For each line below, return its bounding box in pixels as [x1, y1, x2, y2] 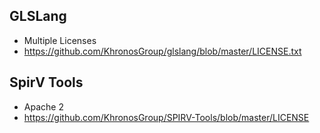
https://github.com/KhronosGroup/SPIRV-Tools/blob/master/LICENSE [23, 111, 310, 123]
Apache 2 [23, 100, 64, 113]
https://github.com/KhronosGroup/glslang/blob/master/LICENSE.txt [23, 45, 302, 57]
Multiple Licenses [23, 34, 97, 46]
